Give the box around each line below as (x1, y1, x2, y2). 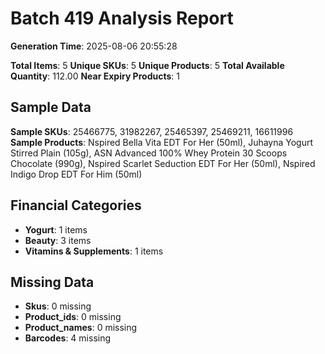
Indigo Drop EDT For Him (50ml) (10, 168, 143, 180)
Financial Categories (10, 197, 142, 214)
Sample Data (10, 99, 92, 116)
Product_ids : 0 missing (24, 311, 122, 323)
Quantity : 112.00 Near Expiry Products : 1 (10, 70, 180, 82)
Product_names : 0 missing (24, 322, 138, 334)
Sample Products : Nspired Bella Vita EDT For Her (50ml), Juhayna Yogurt (10, 136, 314, 148)
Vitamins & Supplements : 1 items (24, 245, 164, 257)
